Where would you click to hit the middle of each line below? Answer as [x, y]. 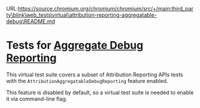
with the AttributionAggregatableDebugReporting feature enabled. [87, 81]
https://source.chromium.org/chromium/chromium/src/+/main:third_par [106, 9]
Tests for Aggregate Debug [75, 46]
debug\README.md [31, 21]
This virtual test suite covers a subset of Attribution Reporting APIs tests [95, 75]
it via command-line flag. [37, 98]
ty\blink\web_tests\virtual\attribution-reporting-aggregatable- [81, 15]
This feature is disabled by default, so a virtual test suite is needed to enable [100, 92]
